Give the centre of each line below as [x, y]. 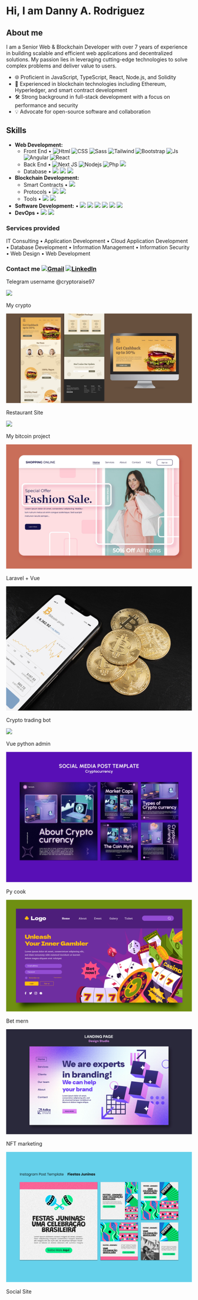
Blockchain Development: [47, 177]
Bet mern [17, 1021]
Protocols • [37, 192]
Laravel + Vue [23, 578]
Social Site [19, 1291]
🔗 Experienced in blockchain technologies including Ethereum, [90, 84]
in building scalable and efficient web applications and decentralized [89, 53]
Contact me [23, 269]
